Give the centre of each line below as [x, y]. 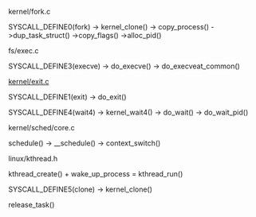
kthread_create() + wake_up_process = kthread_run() [96, 174]
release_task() [32, 205]
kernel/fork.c [30, 12]
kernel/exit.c [29, 81]
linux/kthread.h [33, 159]
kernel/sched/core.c [41, 128]
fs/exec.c [24, 50]
